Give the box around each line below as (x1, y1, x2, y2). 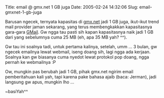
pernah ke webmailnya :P (5, 59, 56, 65)
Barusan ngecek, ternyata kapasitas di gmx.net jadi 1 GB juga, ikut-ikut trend (5, 19, 159, 24)
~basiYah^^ (5, 89, 28, 94)
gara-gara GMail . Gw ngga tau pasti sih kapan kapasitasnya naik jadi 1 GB (5, 29, 154, 35)
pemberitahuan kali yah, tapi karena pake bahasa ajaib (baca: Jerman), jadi (5, 74, 157, 79)
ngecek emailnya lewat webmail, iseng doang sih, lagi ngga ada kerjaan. (5, 49, 151, 55)
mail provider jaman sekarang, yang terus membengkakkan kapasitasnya (5, 24, 153, 30)
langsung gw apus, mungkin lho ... (5, 79, 74, 85)
